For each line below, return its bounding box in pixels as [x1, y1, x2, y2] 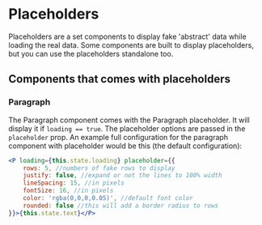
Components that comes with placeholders [8, 72, 230, 86]
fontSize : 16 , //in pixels [23, 187, 114, 195]
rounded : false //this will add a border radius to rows [23, 202, 219, 210]
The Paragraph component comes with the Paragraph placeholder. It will [8, 115, 251, 125]
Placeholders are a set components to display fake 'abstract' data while [8, 32, 247, 41]
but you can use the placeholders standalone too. [8, 49, 174, 58]
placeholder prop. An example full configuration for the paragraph [8, 132, 229, 142]
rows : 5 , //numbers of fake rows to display [23, 163, 175, 172]
